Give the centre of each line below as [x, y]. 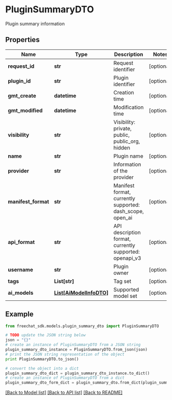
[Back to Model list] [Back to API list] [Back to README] [64, 393]
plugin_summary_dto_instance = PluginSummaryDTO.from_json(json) [76, 350]
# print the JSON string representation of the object [65, 354]
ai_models [21, 293]
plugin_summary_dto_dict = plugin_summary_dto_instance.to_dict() [78, 373]
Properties [23, 40]
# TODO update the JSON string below [46, 335]
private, [123, 128]
